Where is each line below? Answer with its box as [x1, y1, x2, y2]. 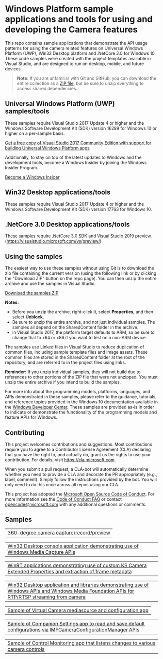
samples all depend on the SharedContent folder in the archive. [12, 324, 139, 330]
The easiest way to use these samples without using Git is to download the [5, 265, 154, 271]
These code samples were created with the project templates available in [5, 55, 151, 61]
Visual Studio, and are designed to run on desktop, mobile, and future [5, 61, 144, 66]
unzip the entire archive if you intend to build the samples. [5, 379, 121, 385]
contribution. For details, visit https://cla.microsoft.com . [5, 457, 116, 462]
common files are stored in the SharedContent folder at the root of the [5, 354, 145, 360]
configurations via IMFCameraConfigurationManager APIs [7, 626, 140, 633]
